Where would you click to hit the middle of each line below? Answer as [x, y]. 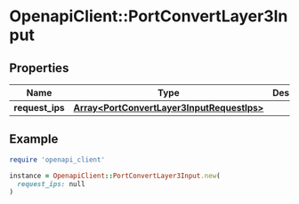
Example [34, 139]
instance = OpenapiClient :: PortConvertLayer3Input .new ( [115, 176]
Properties [39, 68]
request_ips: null [52, 184]
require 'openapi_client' [57, 160]
